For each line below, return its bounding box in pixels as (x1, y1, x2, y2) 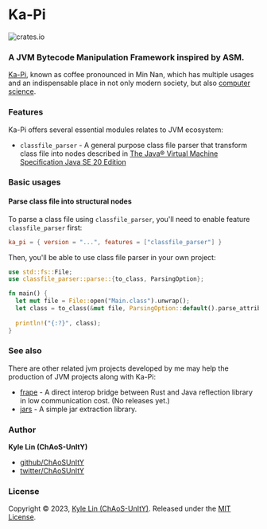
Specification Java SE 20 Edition (19, 157, 126, 166)
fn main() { (8, 290, 48, 298)
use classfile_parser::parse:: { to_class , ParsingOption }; (8, 275, 204, 283)
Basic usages (8, 177, 61, 188)
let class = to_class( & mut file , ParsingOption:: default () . (15, 305, 219, 313)
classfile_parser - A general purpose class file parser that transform (19, 140, 248, 150)
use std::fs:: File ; (8, 268, 73, 276)
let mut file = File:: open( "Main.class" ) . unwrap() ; (15, 297, 191, 305)
